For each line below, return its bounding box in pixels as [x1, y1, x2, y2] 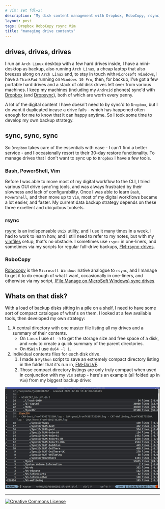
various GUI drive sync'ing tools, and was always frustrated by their [5, 184, 142, 190]
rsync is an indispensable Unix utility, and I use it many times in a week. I [5, 228, 152, 234]
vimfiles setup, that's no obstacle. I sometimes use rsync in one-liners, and [5, 239, 157, 245]
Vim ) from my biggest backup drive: [19, 377, 92, 383]
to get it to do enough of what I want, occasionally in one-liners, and [5, 272, 143, 278]
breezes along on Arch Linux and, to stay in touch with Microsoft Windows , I [5, 71, 158, 77]
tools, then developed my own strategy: [5, 316, 85, 321]
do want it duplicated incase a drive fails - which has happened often [5, 106, 145, 113]
